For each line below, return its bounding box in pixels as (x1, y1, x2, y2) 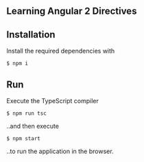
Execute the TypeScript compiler (6, 97, 99, 105)
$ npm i (6, 60, 29, 67)
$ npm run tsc (6, 110, 47, 117)
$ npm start (6, 135, 40, 142)
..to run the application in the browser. (6, 147, 114, 156)
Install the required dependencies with (6, 47, 115, 55)
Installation (6, 29, 56, 40)
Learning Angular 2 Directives (6, 5, 137, 17)
